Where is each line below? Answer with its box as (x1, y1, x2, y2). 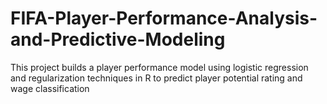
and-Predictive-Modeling (10, 28, 226, 51)
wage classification (10, 82, 90, 94)
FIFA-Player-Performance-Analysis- (10, 7, 318, 30)
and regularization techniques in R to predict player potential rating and (10, 72, 303, 84)
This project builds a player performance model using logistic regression (10, 61, 309, 73)
